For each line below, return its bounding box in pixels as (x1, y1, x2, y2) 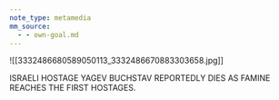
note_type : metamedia (9, 13, 92, 23)
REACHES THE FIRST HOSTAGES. (9, 83, 136, 94)
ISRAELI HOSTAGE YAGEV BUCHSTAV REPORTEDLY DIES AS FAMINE (9, 73, 271, 84)
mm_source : (9, 22, 51, 31)
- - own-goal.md (17, 30, 79, 39)
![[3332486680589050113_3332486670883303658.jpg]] (9, 55, 224, 66)
